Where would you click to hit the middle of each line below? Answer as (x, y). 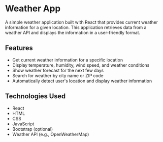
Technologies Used (35, 96)
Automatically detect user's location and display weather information (82, 81)
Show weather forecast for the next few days (58, 70)
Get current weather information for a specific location (67, 60)
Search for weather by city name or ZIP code (58, 75)
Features (19, 48)
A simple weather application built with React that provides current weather (81, 22)
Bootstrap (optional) (33, 129)
